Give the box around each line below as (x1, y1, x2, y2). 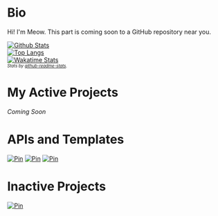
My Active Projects (7, 85, 119, 101)
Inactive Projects (7, 179, 106, 194)
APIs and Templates (7, 132, 125, 148)
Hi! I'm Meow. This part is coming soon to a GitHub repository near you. (7, 28, 212, 36)
